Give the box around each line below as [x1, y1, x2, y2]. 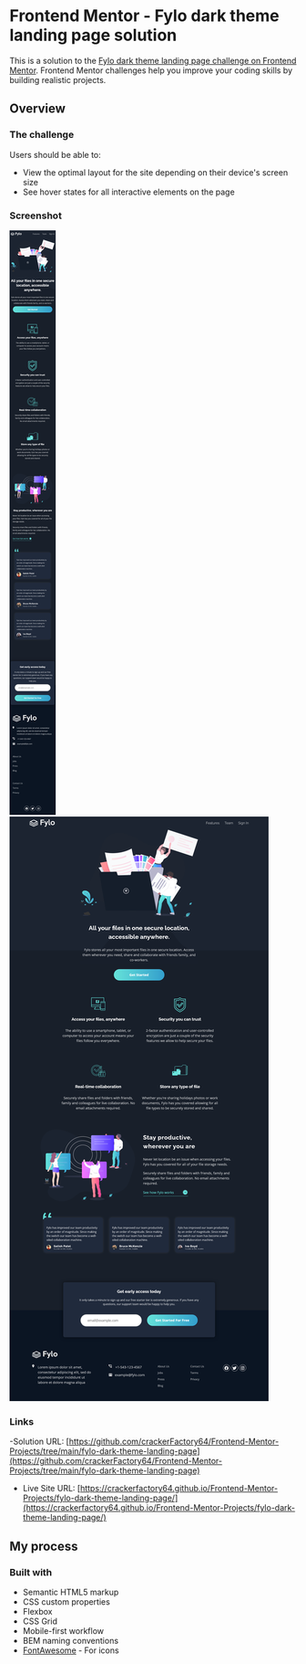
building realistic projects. [9, 74, 107, 85]
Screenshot [9, 209, 62, 222]
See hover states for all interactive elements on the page [22, 186, 235, 197]
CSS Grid [22, 1616, 57, 1627]
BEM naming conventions [22, 1635, 119, 1646]
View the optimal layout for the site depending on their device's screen [22, 166, 289, 178]
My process [9, 1538, 78, 1553]
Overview [9, 101, 66, 117]
